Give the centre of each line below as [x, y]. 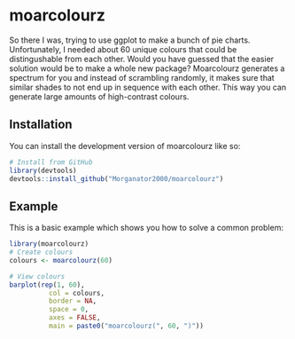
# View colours [37, 276]
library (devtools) [43, 170]
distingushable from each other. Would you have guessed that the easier [142, 59]
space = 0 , [69, 310]
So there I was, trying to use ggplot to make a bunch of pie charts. [130, 40]
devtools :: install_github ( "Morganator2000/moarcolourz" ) [116, 178]
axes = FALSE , [74, 318]
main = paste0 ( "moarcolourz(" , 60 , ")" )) [126, 326]
